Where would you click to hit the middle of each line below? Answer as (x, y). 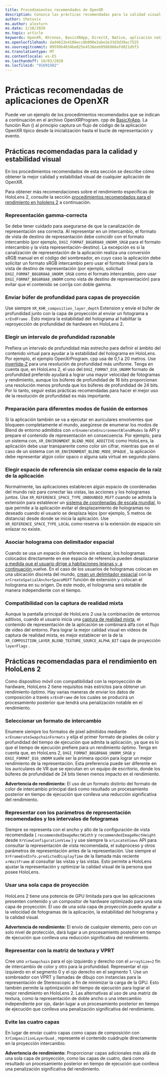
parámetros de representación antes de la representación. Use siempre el (81, 851)
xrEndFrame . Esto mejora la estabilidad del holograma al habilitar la (73, 319)
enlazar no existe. (23, 529)
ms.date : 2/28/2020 (25, 28)
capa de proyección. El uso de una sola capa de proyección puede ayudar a (83, 906)
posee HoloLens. (22, 872)
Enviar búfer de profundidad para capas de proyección (73, 298)
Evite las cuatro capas (32, 1022)
